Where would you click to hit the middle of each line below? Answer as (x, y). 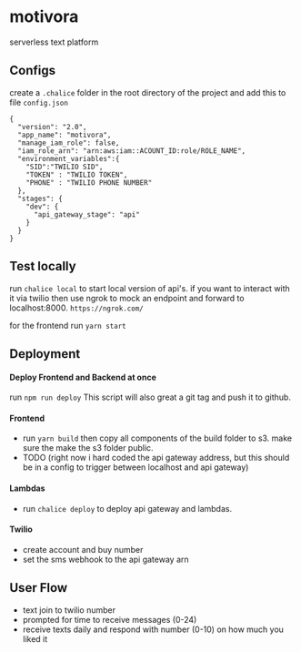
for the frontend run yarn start (68, 325)
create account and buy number (83, 549)
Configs (33, 71)
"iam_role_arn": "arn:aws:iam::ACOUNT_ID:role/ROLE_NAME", (132, 151)
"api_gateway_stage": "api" (87, 214)
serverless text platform (54, 42)
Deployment (45, 354)
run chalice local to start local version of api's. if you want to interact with (150, 288)
